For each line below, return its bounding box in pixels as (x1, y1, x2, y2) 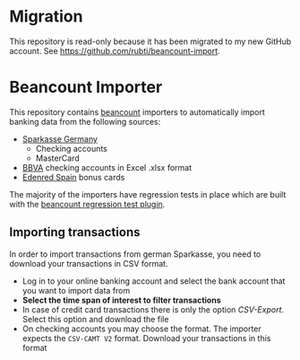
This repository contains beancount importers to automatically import (9, 106, 266, 118)
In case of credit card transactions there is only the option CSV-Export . (21, 303, 285, 315)
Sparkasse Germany (21, 133, 99, 145)
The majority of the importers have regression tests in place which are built (9, 189, 287, 199)
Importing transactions (9, 224, 141, 240)
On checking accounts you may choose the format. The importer (21, 323, 261, 334)
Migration (9, 6, 83, 27)
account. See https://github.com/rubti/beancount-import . (9, 45, 221, 56)
